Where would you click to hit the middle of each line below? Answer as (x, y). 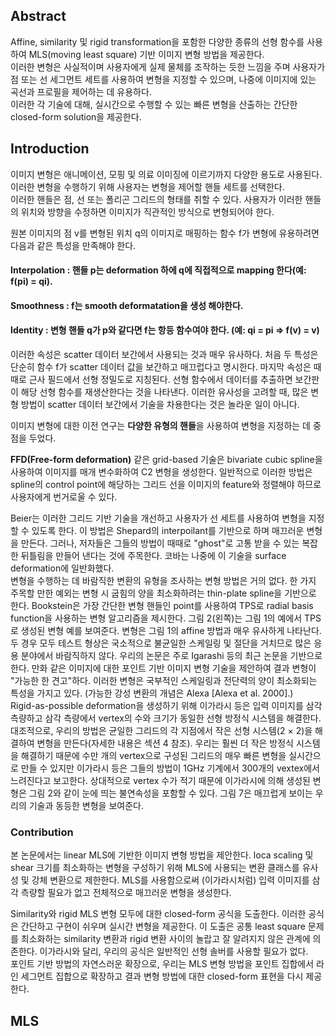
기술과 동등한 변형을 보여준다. (86, 806)
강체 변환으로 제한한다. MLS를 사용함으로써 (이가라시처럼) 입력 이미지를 (170, 880)
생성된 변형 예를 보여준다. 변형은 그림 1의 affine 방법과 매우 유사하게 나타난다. (171, 631)
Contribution (42, 832)
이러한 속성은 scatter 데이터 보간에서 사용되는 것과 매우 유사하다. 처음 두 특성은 (164, 355)
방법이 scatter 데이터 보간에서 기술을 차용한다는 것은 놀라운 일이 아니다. (160, 405)
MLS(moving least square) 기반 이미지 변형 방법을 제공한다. (146, 54)
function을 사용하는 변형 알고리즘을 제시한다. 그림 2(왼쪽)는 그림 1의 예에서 (156, 618)
